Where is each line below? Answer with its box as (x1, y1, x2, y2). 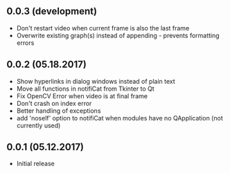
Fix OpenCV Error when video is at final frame (16, 91, 148, 100)
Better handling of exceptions (16, 107, 101, 115)
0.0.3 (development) (6, 6, 98, 17)
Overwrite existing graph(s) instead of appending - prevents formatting (16, 31, 220, 39)
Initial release (16, 159, 55, 168)
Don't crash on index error (16, 99, 92, 107)
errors (16, 38, 35, 47)
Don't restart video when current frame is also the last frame (16, 24, 190, 32)
